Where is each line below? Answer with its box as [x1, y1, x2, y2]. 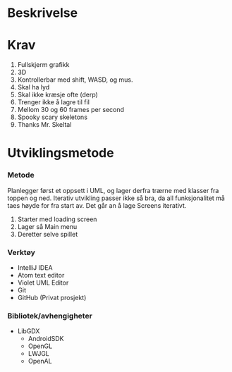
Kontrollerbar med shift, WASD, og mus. [17, 75, 133, 84]
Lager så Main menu [17, 222, 78, 230]
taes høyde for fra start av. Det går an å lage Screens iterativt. [7, 201, 187, 209]
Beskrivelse [7, 5, 78, 21]
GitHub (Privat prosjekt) [17, 293, 87, 302]
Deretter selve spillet [17, 230, 78, 238]
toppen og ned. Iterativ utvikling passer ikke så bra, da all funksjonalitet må [7, 194, 226, 202]
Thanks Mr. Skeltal [17, 120, 72, 129]
